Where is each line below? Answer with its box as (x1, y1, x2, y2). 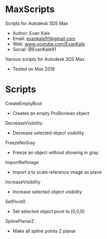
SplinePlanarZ (5, 218, 34, 224)
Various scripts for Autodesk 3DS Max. (5, 56, 86, 62)
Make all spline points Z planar (12, 228, 76, 234)
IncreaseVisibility (5, 179, 41, 185)
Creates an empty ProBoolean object (12, 110, 90, 116)
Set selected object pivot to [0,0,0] (12, 208, 85, 214)
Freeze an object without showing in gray (12, 149, 98, 155)
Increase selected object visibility (12, 188, 82, 194)
